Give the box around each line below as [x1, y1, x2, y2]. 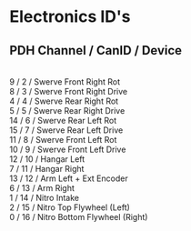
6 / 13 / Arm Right [9, 183, 75, 193]
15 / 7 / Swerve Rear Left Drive [9, 125, 124, 136]
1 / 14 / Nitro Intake [9, 193, 80, 203]
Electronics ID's [9, 6, 131, 27]
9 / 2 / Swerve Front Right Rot [9, 76, 121, 87]
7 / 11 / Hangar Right [9, 164, 85, 174]
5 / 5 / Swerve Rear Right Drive [9, 105, 126, 115]
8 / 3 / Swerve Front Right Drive [9, 86, 128, 96]
